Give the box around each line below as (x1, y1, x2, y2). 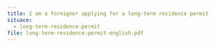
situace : (7, 17, 32, 23)
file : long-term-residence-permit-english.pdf (7, 29, 144, 37)
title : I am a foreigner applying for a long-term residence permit (7, 10, 209, 17)
